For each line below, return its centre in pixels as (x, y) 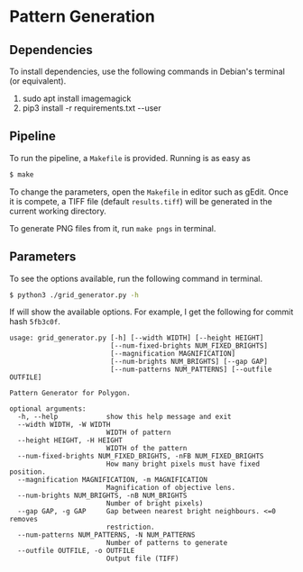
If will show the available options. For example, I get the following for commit (151, 312)
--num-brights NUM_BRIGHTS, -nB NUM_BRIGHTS (102, 496)
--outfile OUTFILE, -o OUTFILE (76, 551)
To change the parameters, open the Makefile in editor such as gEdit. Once (149, 192)
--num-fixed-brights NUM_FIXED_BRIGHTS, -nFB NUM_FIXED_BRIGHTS (141, 457)
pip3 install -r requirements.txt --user (92, 108)
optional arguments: (48, 409)
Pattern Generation (82, 17)
